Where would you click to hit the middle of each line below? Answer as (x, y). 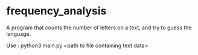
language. (19, 33)
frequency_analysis (56, 11)
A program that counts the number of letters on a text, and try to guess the (99, 27)
